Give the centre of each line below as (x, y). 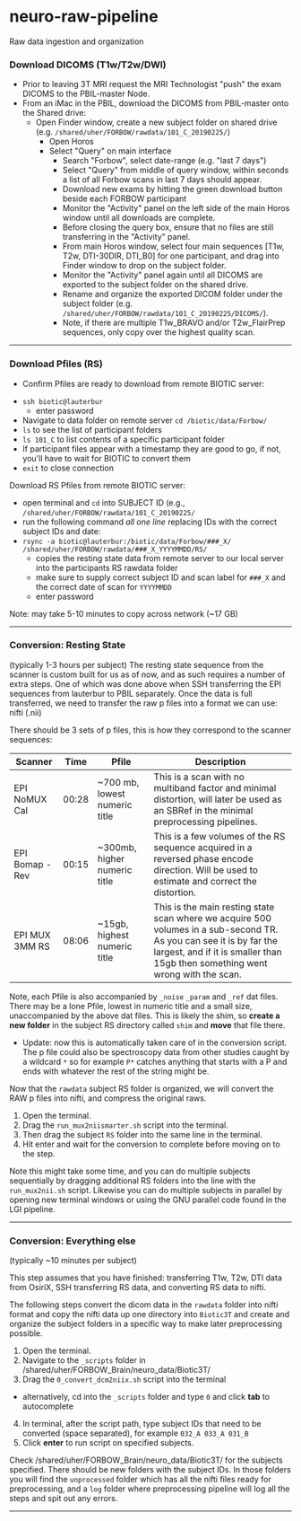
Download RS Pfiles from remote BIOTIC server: (98, 485)
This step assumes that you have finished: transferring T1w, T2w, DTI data (146, 1278)
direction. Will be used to (206, 870)
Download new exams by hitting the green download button (172, 189)
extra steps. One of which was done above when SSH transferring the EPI (146, 683)
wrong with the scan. (198, 974)
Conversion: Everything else (73, 1241)
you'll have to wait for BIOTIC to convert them (106, 458)
